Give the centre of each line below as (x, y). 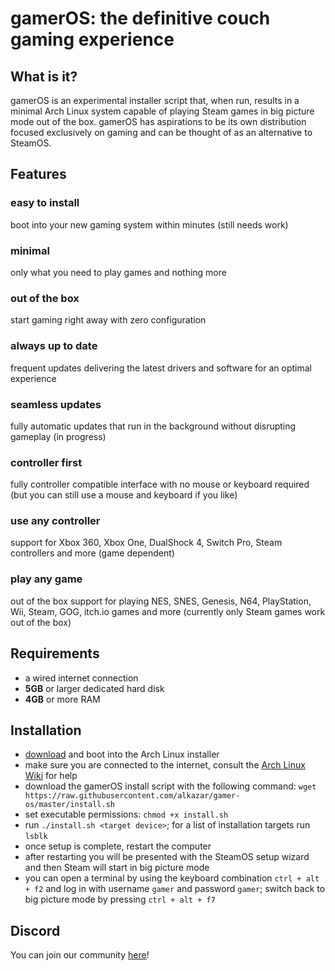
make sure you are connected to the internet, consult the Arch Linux (165, 765)
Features (38, 174)
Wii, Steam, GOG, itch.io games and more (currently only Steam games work (168, 611)
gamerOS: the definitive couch (140, 18)
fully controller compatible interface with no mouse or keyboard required (160, 484)
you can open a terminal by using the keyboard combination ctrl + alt (172, 878)
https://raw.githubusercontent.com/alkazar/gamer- (132, 796)
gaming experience (92, 39)
